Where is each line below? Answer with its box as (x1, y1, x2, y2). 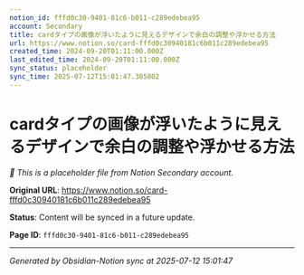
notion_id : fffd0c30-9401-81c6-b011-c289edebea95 (9, 13, 201, 23)
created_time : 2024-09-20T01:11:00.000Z (9, 47, 165, 56)
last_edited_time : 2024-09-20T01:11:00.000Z (9, 55, 180, 64)
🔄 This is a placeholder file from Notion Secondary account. (9, 166, 233, 177)
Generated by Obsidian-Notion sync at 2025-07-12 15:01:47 (9, 255, 233, 266)
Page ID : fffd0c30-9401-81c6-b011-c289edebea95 (9, 229, 190, 240)
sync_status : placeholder (9, 64, 107, 73)
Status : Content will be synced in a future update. (9, 212, 195, 223)
